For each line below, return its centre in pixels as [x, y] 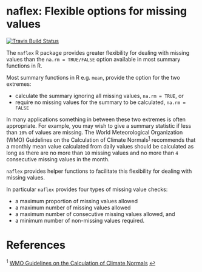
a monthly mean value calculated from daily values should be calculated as [100, 146]
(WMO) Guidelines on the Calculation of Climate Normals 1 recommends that [101, 139]
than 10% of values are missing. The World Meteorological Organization [95, 132]
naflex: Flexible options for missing [96, 11]
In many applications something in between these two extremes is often [96, 119]
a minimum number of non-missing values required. [79, 220]
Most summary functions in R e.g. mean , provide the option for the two [93, 77]
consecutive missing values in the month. [58, 159]
